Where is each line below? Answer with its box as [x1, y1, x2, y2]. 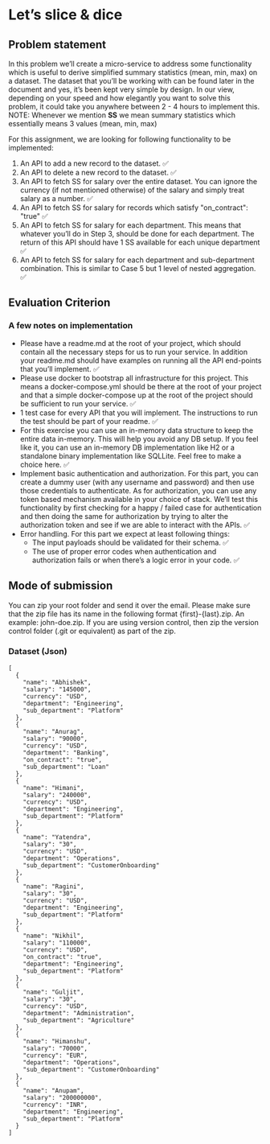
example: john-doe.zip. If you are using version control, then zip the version [8, 617, 259, 627]
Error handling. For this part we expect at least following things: [19, 529, 231, 538]
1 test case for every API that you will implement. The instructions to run [19, 408, 259, 418]
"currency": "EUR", [22, 1051, 88, 1060]
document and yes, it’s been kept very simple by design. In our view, [8, 84, 235, 94]
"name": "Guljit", [22, 988, 84, 996]
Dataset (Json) [8, 646, 67, 657]
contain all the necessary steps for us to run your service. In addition [19, 347, 247, 356]
